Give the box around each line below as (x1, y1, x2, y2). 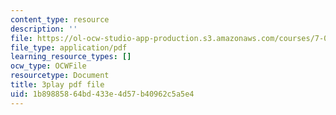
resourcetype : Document (10, 71, 110, 81)
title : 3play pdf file (10, 80, 105, 90)
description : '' (10, 24, 78, 34)
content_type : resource (10, 14, 110, 25)
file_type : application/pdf (10, 42, 128, 53)
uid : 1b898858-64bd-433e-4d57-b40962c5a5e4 (10, 89, 195, 99)
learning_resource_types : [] (10, 52, 132, 62)
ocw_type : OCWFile (10, 61, 87, 71)
